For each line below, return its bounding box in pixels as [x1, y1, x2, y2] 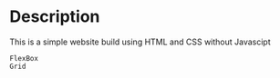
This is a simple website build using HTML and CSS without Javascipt [9, 36, 271, 47]
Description [9, 6, 100, 27]
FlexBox [9, 54, 39, 63]
